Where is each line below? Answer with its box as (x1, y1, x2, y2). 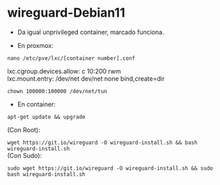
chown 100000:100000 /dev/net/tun (7, 88, 108, 95)
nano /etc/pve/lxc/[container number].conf (7, 54, 136, 62)
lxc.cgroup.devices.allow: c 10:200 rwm (7, 67, 121, 75)
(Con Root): (7, 125, 40, 134)
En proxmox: (17, 41, 54, 49)
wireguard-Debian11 (7, 5, 125, 21)
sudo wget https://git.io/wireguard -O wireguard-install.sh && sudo (7, 165, 214, 172)
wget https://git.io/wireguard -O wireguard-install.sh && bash (7, 139, 198, 146)
